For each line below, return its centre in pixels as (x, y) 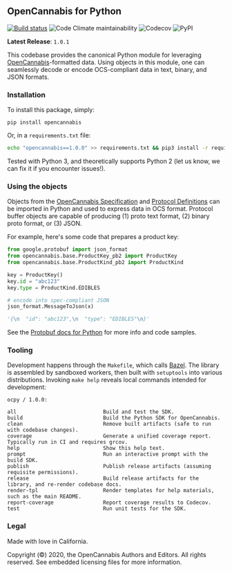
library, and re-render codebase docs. (65, 485)
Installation (27, 95)
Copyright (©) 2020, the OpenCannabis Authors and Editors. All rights (107, 554)
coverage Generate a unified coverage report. (109, 436)
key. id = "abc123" (33, 281)
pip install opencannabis (44, 123)
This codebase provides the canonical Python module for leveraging (104, 55)
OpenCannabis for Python (65, 11)
